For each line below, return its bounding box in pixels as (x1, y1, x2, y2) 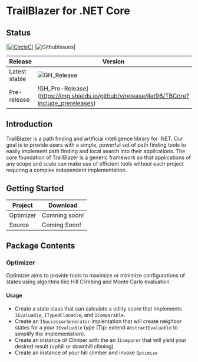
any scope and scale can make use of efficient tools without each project (6, 160, 184, 167)
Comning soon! (41, 211, 84, 219)
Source (9, 221, 29, 229)
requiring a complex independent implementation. (6, 166, 127, 173)
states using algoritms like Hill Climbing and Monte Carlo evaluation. (6, 278, 171, 285)
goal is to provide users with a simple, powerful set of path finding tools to (6, 141, 187, 148)
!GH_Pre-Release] (37, 85, 89, 92)
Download (48, 201, 78, 209)
